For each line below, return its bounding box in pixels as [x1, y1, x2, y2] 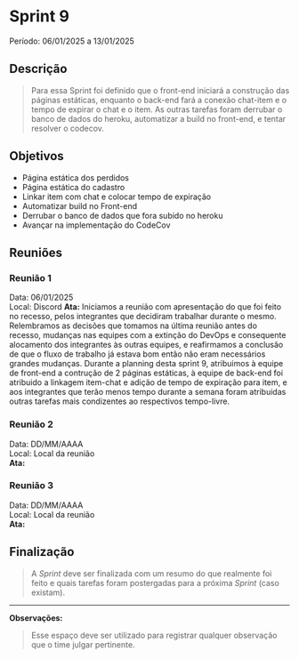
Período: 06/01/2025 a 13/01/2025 [9, 36, 135, 46]
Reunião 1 [9, 271, 52, 284]
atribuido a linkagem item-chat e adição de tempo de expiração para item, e [9, 377, 287, 388]
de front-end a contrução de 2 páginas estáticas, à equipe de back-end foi [9, 367, 283, 379]
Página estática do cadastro [21, 181, 125, 192]
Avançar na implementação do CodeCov [21, 220, 171, 230]
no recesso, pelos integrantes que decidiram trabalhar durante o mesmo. [9, 311, 278, 322]
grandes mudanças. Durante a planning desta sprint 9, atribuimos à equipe [9, 358, 284, 369]
